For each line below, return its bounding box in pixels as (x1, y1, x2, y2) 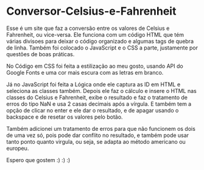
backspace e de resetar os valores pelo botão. (6, 113, 123, 120)
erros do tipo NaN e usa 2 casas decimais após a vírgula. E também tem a (6, 100, 192, 108)
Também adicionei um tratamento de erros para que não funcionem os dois (6, 125, 196, 132)
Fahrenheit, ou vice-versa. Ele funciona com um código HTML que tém (6, 31, 185, 38)
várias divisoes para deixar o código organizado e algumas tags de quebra (6, 37, 194, 45)
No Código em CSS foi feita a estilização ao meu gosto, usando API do (6, 62, 184, 70)
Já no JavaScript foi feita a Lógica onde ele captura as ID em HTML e (6, 81, 181, 88)
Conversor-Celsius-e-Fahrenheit (6, 4, 177, 18)
